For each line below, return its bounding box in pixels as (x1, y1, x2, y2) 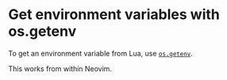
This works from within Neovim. (8, 63, 113, 73)
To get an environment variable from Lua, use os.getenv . (8, 48, 193, 58)
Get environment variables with (8, 6, 220, 24)
